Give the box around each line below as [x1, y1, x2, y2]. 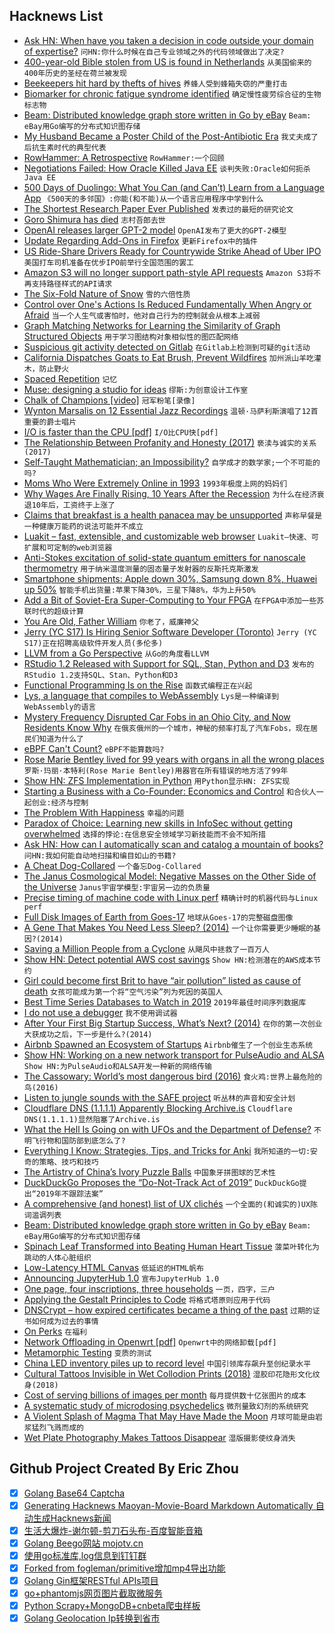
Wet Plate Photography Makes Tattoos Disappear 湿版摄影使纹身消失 [23, 1431, 296, 1443]
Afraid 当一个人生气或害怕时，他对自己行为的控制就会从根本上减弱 [23, 309, 261, 321]
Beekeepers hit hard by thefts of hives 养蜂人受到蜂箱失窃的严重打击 [23, 77, 288, 89]
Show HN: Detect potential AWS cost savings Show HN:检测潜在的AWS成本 [23, 953, 314, 965]
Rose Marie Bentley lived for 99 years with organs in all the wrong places [23, 753, 325, 765]
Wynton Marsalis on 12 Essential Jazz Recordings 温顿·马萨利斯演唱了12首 [23, 404, 319, 416]
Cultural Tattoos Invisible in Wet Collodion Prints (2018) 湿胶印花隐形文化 [23, 1367, 313, 1379]
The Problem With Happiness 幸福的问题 [23, 806, 185, 818]
